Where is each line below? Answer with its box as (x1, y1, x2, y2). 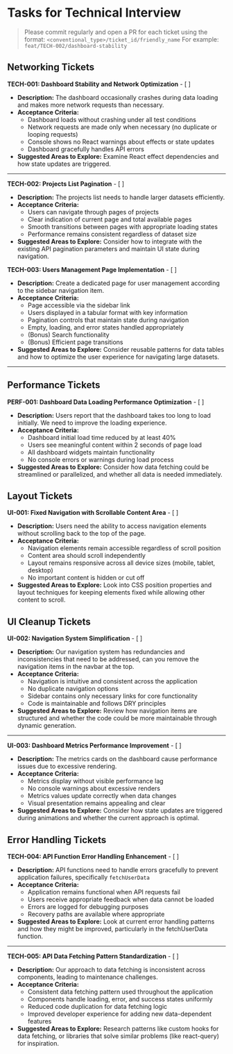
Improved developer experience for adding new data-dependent (27, 1010, 212, 1018)
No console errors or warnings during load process (27, 455, 175, 464)
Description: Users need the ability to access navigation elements (17, 522, 207, 530)
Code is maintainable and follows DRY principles (27, 699, 166, 708)
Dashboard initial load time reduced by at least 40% (27, 433, 176, 441)
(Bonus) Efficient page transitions (27, 338, 123, 346)
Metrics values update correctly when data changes (27, 792, 177, 800)
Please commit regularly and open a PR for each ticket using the (24, 28, 208, 36)
